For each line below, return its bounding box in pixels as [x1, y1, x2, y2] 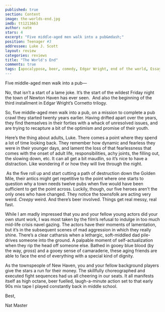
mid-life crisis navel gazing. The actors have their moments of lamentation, [5, 222, 157, 227]
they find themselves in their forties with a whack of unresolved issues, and [5, 120, 158, 126]
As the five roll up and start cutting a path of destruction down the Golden [6, 170, 156, 176]
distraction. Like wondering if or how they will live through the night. [5, 161, 142, 167]
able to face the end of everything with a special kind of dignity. [5, 253, 134, 258]
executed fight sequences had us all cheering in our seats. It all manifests [5, 273, 154, 279]
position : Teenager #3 [5, 39, 52, 44]
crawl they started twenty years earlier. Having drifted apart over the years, [5, 115, 158, 120]
